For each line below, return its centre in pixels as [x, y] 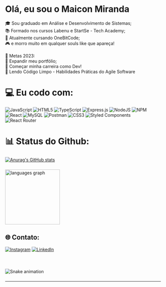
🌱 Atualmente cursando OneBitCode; [42, 38]
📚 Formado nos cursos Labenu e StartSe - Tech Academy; [65, 30]
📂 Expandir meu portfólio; [31, 61]
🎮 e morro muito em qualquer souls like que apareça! [60, 43]
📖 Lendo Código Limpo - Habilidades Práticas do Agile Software [70, 72]
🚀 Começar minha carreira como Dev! [43, 66]
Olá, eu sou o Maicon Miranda [67, 9]
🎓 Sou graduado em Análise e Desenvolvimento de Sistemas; [68, 23]
